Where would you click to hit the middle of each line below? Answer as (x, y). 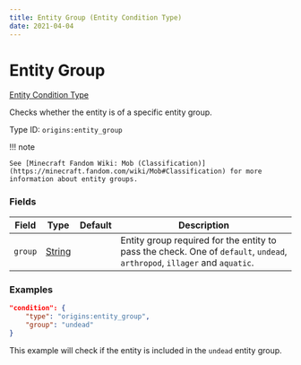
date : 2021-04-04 (42, 26)
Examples (31, 290)
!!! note (22, 147)
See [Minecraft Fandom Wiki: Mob (72, 164)
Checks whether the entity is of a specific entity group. (111, 112)
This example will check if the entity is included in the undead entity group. (146, 350)
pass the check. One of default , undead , (204, 251)
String (58, 251)
